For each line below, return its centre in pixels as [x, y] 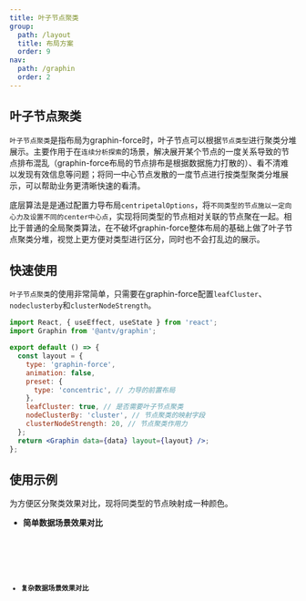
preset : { [45, 382]
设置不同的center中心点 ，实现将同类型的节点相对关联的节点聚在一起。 [157, 216]
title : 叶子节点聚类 [44, 18]
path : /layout [44, 35]
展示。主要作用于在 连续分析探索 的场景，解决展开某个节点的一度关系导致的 [146, 151]
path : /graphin [46, 69]
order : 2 [34, 77]
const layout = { [51, 356]
